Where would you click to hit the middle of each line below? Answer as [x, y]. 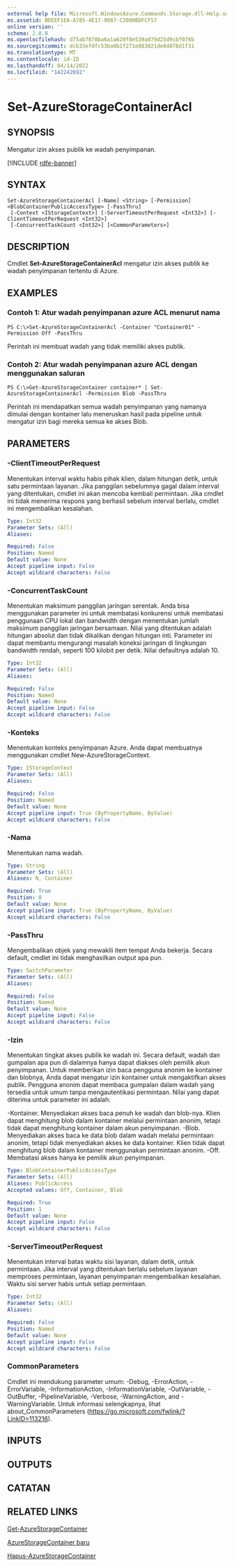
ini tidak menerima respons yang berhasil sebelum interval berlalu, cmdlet [113, 501]
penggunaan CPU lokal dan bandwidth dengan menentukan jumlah [103, 621]
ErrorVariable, [27, 1389]
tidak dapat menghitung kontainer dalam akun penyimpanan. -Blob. [104, 1128]
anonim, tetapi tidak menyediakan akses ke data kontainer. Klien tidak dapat [116, 1143]
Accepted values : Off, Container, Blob [65, 1190]
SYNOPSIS [31, 132]
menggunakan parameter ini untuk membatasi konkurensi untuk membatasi [116, 613]
